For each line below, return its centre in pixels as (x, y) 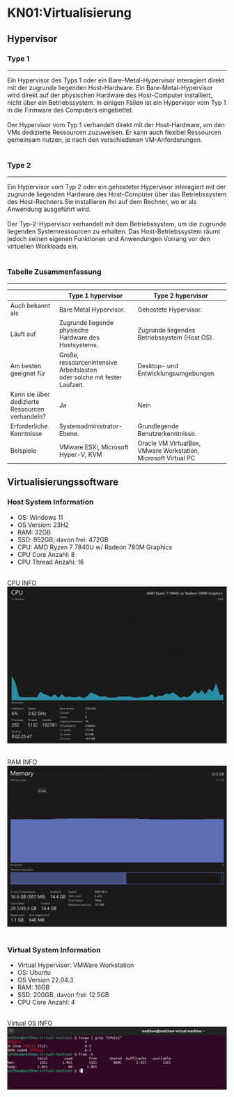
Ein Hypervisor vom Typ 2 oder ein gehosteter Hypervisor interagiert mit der (117, 187)
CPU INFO (22, 583)
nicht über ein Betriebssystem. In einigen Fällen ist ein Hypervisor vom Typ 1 (117, 102)
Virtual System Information (54, 950)
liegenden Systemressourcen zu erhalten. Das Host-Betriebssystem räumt (114, 231)
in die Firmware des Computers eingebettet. (70, 110)
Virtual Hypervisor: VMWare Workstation (76, 965)
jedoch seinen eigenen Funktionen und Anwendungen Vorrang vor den (109, 239)
